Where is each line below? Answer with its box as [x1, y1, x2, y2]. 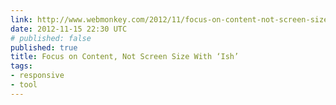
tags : [10, 61, 33, 71]
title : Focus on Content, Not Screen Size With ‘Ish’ [10, 52, 240, 62]
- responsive [10, 71, 65, 81]
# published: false [10, 33, 92, 43]
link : [10, 14, 33, 25]
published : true [10, 42, 78, 53]
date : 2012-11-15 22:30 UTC [10, 24, 128, 34]
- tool [10, 80, 38, 90]
